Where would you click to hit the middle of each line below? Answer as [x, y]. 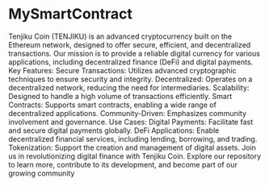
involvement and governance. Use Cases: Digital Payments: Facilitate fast [130, 122]
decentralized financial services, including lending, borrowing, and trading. [133, 138]
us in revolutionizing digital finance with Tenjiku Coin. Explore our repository [135, 156]
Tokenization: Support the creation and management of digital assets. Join [132, 147]
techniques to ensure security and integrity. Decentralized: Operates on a [130, 79]
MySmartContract [71, 14]
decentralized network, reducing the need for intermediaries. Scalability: [129, 87]
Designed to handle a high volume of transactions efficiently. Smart [120, 96]
